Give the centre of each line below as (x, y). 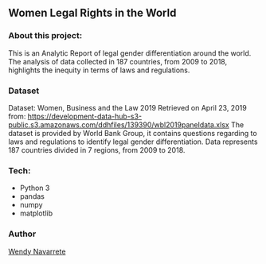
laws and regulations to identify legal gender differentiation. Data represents (133, 142)
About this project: (45, 36)
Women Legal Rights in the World (92, 13)
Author (22, 234)
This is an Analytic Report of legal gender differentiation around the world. (130, 53)
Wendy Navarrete (37, 251)
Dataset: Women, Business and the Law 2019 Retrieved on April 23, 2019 (127, 107)
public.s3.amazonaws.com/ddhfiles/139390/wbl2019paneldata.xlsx (119, 124)
